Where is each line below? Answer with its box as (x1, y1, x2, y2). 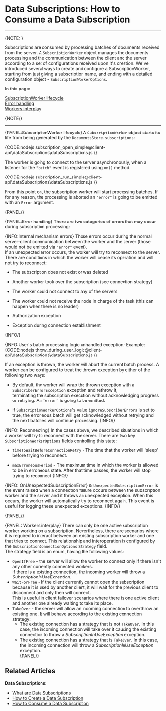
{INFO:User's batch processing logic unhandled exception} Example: (5, 341, 145, 347)
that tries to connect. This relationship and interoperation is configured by (5, 538, 155, 544)
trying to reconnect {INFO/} (12, 472, 68, 478)
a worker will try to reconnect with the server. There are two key (5, 432, 136, 438)
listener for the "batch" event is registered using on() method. (5, 164, 131, 170)
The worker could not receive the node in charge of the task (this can (12, 298, 154, 304)
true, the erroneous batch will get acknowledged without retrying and (12, 412, 154, 418)
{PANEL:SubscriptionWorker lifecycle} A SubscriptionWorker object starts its (5, 130, 160, 135)
